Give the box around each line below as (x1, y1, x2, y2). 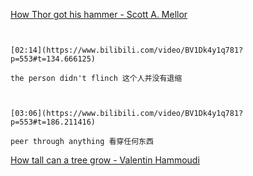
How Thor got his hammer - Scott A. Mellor (10, 9, 188, 20)
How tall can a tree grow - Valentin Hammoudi (10, 154, 200, 166)
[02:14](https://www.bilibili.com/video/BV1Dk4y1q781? (10, 45, 244, 55)
